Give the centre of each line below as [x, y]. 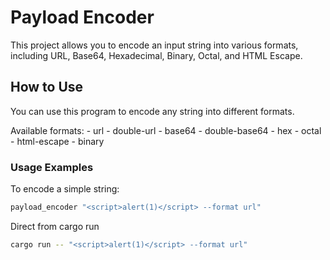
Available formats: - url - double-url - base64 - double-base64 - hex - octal [166, 130]
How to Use [47, 87]
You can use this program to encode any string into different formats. [152, 111]
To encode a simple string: [65, 189]
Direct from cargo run [55, 226]
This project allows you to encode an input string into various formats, [154, 45]
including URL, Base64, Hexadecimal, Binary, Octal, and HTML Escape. [156, 55]
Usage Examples [52, 167]
